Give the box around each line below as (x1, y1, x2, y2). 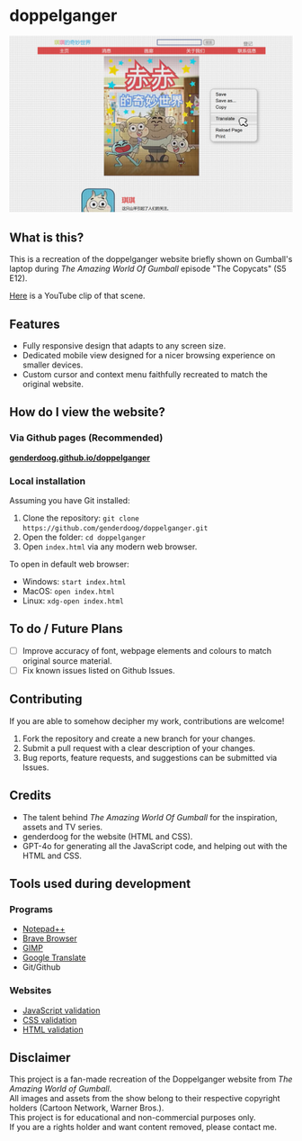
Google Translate (22, 952, 87, 964)
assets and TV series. (22, 821, 103, 832)
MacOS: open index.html (22, 586, 115, 597)
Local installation (9, 475, 86, 487)
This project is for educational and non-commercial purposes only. (9, 1112, 256, 1123)
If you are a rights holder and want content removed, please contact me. (9, 1122, 277, 1133)
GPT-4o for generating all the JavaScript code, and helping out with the (22, 840, 288, 851)
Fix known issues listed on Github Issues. (22, 665, 175, 675)
